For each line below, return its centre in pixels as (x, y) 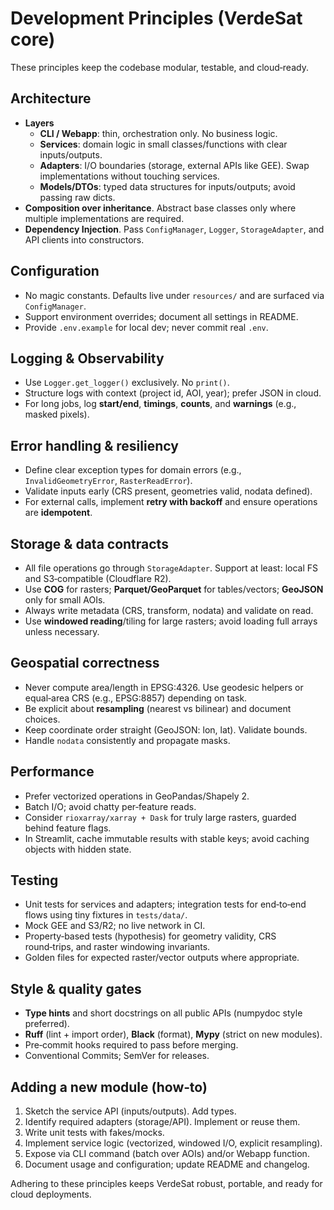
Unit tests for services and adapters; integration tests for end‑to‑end (165, 904)
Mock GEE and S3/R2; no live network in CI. (115, 926)
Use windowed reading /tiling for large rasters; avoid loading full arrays (171, 621)
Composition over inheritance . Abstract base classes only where (160, 208)
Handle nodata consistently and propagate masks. (127, 740)
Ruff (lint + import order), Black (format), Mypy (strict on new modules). (173, 1034)
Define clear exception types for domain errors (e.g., (133, 470)
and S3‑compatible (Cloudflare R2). (98, 578)
